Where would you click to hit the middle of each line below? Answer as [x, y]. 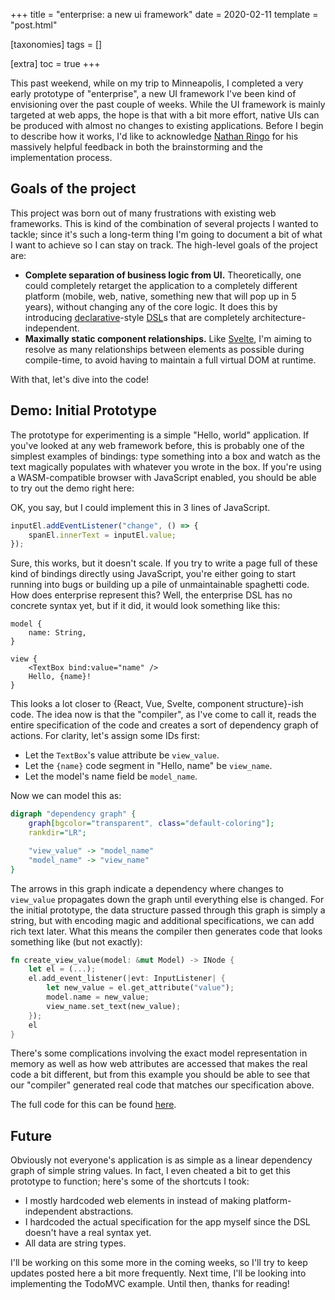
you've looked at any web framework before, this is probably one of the [157, 445]
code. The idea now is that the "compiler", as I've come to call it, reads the [163, 715]
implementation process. [61, 157]
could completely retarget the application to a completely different [161, 285]
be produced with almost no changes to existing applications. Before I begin [167, 125]
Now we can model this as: [66, 796]
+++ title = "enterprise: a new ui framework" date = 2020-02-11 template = [164, 14]
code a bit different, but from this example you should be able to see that [160, 1075]
